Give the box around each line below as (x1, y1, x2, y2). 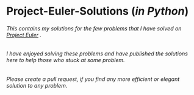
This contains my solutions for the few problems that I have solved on (6, 24, 182, 32)
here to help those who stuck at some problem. (6, 57, 125, 64)
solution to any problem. (6, 82, 68, 89)
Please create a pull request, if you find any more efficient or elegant (6, 76, 180, 83)
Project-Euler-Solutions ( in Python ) (6, 4, 189, 18)
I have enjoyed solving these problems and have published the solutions (6, 50, 188, 57)
